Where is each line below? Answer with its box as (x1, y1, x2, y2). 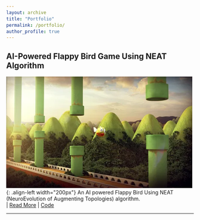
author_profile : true (6, 29, 60, 34)
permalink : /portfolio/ (6, 22, 65, 28)
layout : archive (6, 10, 46, 15)
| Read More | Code (6, 202, 55, 209)
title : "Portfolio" (6, 15, 55, 22)
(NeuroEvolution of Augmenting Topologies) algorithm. (6, 195, 140, 202)
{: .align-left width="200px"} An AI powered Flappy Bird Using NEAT (6, 189, 174, 196)
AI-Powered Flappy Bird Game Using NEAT (6, 51, 167, 61)
